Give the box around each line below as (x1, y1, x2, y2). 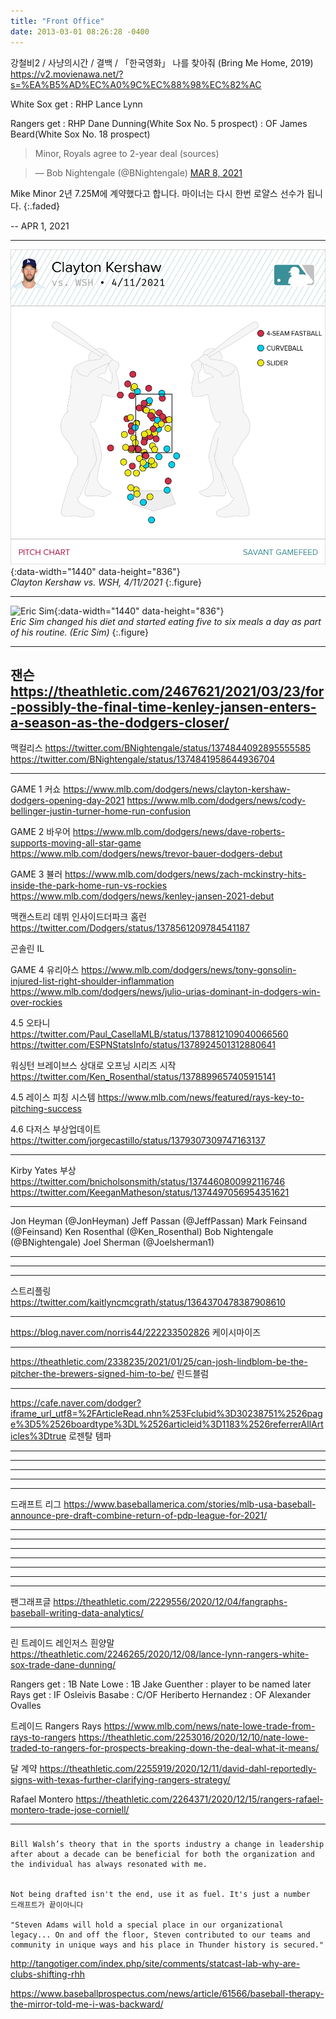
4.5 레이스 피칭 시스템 (10, 1091, 96, 1104)
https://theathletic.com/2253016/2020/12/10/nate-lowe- (78, 1731, 309, 1744)
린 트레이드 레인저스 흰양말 (10, 1637, 115, 1649)
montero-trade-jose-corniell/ (10, 1804, 130, 1816)
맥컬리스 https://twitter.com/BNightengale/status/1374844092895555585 (10, 742, 312, 754)
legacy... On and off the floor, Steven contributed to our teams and (10, 1930, 311, 1940)
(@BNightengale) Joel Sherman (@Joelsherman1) (10, 1236, 215, 1249)
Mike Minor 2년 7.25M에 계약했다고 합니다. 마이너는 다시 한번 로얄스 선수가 (10, 187, 305, 199)
